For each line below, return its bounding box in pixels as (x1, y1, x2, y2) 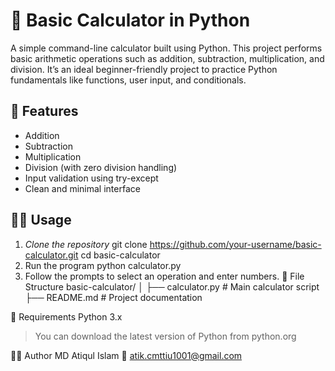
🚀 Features (10, 103, 79, 120)
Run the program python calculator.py (24, 259, 182, 271)
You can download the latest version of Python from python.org (34, 330, 297, 342)
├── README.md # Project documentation (24, 291, 203, 303)
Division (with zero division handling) (24, 161, 178, 173)
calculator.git (24, 249, 79, 261)
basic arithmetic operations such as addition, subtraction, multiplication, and (10, 52, 325, 64)
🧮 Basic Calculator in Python (10, 9, 251, 32)
